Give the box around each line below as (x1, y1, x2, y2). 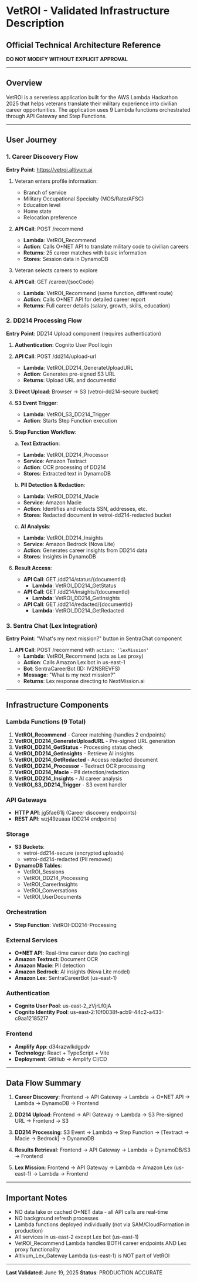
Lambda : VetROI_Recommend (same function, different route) (23, 289, 173, 296)
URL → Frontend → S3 (14, 1117, 69, 1124)
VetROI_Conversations (23, 887, 77, 894)
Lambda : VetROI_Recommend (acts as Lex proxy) (23, 652, 144, 660)
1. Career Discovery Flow (6, 153, 79, 161)
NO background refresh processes (14, 1215, 98, 1222)
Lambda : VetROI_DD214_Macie (23, 493, 99, 500)
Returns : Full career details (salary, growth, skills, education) (23, 302, 171, 309)
